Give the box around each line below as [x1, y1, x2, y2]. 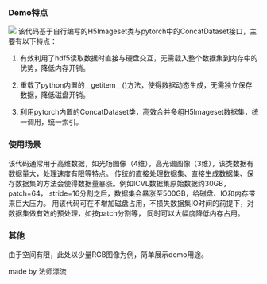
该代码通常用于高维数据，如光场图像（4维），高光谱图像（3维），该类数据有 [8, 158, 254, 168]
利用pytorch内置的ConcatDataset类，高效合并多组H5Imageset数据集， [19, 107, 252, 117]
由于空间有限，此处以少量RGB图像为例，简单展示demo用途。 [8, 249, 209, 259]
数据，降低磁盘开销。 [19, 90, 90, 100]
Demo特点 [8, 6, 48, 18]
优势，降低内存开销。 [19, 64, 90, 73]
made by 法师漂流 [8, 266, 67, 276]
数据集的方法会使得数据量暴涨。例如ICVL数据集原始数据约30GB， [14, 178, 230, 188]
